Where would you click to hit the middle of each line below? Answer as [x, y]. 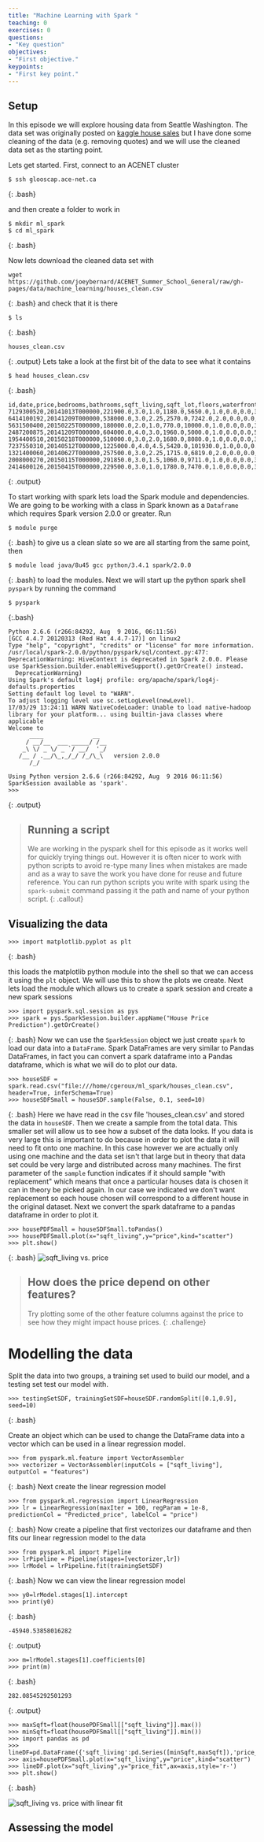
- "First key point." [44, 74]
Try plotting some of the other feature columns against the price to [135, 1314]
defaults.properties [42, 687]
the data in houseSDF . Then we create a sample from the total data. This [123, 1123]
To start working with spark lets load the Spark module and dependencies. [129, 497]
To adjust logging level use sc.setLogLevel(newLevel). [101, 701]
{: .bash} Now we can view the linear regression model [97, 1581]
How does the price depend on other [119, 1282]
